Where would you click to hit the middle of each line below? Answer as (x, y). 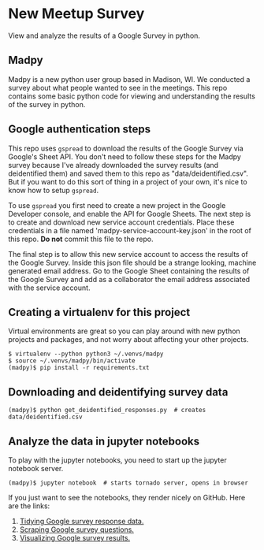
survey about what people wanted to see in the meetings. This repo (118, 87)
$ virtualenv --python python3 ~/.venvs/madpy (86, 354)
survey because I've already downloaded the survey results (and (113, 165)
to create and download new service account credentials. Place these (121, 222)
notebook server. (36, 468)
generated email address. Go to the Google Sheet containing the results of (129, 271)
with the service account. (49, 288)
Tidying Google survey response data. (82, 521)
